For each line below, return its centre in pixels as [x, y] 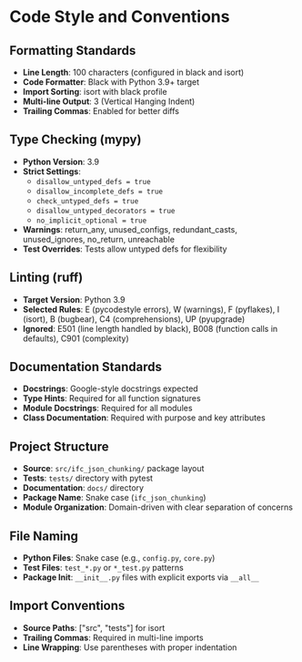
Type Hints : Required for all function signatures [112, 398]
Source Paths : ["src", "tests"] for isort [94, 627]
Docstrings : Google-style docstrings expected [110, 388]
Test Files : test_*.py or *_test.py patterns [103, 568]
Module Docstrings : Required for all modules [107, 409]
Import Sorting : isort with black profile [95, 92]
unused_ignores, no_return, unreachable [99, 239]
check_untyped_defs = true [87, 201]
